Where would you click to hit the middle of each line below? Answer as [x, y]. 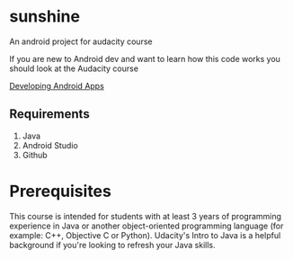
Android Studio [50, 145]
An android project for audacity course [81, 41]
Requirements [49, 114]
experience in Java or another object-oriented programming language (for [146, 226]
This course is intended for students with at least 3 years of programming [145, 216]
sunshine [45, 17]
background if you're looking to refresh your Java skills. [112, 245]
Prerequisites [61, 191]
